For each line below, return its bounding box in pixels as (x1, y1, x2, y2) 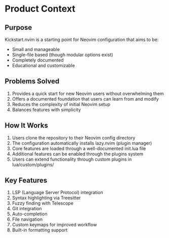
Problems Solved (5, 77, 60, 86)
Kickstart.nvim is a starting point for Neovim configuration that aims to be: (5, 36, 159, 42)
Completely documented (12, 57, 64, 63)
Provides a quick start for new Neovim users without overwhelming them (12, 90, 164, 97)
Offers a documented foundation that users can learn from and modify (12, 96, 159, 102)
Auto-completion (12, 211, 48, 217)
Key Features (5, 176, 48, 185)
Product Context (5, 3, 75, 15)
